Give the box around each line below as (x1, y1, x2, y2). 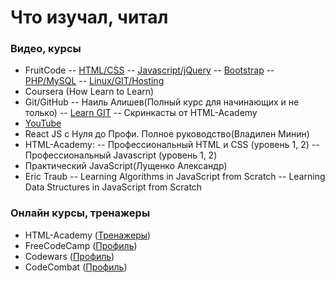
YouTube (24, 117, 62, 130)
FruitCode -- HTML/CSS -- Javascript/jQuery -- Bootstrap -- (24, 64, 275, 76)
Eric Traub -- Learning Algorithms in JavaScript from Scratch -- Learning (24, 171, 326, 183)
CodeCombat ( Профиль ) (24, 261, 128, 273)
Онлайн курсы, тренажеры (10, 206, 151, 220)
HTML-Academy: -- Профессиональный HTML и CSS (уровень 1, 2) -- (24, 139, 320, 151)
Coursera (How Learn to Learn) (24, 86, 155, 98)
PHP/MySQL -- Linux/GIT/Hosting (24, 75, 165, 87)
